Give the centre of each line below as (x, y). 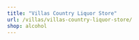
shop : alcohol (27, 26)
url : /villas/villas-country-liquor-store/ (70, 20)
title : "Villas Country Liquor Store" (62, 13)
